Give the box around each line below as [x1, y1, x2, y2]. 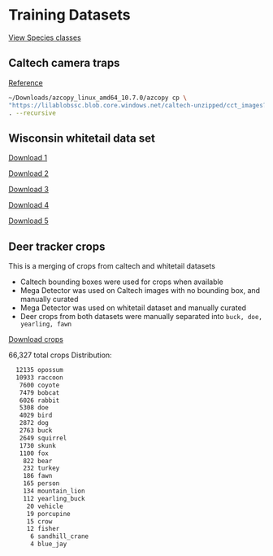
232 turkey [23, 464, 60, 473]
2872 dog [19, 419, 49, 427]
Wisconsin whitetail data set [8, 131, 156, 145]
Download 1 [8, 153, 47, 163]
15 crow [26, 517, 53, 526]
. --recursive [8, 108, 57, 117]
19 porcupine [26, 510, 71, 518]
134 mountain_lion [23, 487, 85, 495]
